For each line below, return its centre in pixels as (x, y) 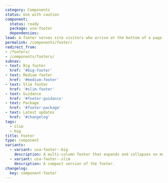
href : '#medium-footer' (34, 80)
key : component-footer (33, 173)
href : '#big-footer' (31, 71)
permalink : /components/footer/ (39, 43)
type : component (22, 140)
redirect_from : (21, 47)
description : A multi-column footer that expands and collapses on (86, 154)
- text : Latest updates (30, 113)
